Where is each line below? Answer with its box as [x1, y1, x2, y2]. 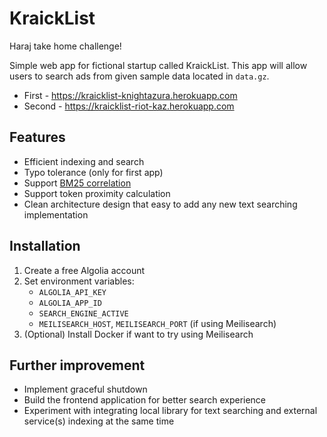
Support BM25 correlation [23, 177, 132, 189]
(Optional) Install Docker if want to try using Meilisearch [23, 328, 254, 340]
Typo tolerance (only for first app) [23, 166, 164, 178]
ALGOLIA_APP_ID [38, 298, 102, 308]
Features [9, 129, 66, 146]
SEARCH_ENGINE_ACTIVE [38, 308, 129, 319]
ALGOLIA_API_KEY [38, 287, 107, 297]
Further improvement [9, 357, 146, 374]
